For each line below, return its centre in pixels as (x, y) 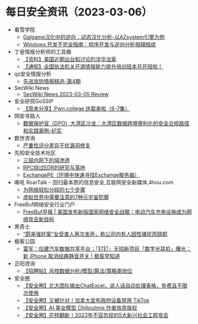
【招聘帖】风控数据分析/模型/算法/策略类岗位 (77, 271)
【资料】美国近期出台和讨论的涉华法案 (69, 59)
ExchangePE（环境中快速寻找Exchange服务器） (81, 175)
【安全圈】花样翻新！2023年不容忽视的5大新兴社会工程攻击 (96, 315)
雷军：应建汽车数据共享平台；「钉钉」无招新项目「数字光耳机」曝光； (107, 248)
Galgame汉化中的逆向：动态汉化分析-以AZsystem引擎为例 (94, 37)
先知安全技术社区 (35, 153)
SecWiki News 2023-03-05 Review (66, 94)
